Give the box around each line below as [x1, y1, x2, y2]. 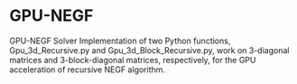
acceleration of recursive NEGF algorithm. [9, 64, 165, 75]
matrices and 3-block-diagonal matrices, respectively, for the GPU [9, 54, 256, 65]
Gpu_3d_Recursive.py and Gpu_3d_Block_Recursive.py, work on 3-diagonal [9, 44, 290, 55]
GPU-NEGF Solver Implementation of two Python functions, [9, 35, 231, 46]
